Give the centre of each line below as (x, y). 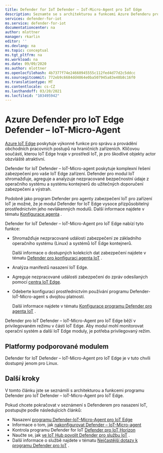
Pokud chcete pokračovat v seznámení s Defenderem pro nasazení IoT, (76, 405)
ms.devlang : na (20, 46)
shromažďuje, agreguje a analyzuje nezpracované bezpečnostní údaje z (77, 179)
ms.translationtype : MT (29, 82)
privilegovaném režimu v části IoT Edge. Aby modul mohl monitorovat (74, 326)
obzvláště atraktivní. (25, 159)
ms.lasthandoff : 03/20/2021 (33, 91)
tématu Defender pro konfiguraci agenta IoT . (57, 258)
